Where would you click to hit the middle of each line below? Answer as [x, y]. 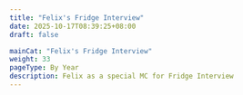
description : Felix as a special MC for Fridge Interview [121, 76]
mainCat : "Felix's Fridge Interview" [81, 51]
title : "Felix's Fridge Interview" [77, 18]
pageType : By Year [44, 68]
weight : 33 [30, 60]
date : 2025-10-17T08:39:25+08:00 [73, 26]
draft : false [34, 34]
